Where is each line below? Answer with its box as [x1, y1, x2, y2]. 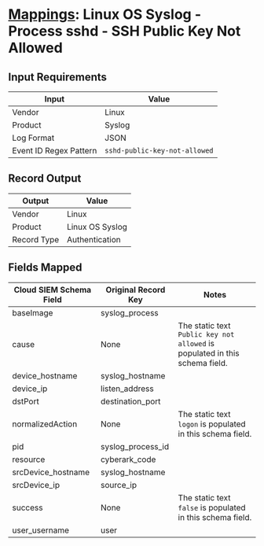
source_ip [101, 479, 137, 490]
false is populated [178, 502, 246, 513]
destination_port [101, 396, 161, 407]
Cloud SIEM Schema [13, 284, 92, 295]
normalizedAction [12, 419, 78, 430]
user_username [12, 525, 69, 536]
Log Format [12, 132, 55, 143]
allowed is [178, 338, 214, 349]
